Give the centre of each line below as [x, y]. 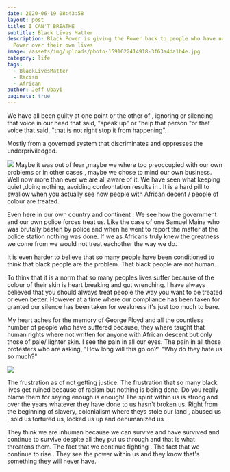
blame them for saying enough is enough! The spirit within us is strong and [113, 397]
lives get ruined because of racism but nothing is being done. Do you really [113, 390]
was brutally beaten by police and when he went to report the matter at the [113, 229]
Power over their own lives [53, 45]
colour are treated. [33, 201]
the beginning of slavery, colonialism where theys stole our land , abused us [114, 411]
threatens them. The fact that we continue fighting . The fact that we [103, 447]
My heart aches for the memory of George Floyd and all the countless [105, 320]
